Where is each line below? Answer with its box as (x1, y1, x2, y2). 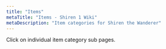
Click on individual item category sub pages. (6, 36, 116, 44)
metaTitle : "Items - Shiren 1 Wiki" (6, 14, 97, 20)
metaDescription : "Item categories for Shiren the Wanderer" (6, 20, 162, 26)
